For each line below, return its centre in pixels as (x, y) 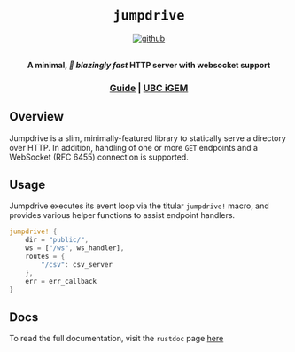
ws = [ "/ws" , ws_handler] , (75, 248)
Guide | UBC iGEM (149, 88)
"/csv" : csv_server (77, 264)
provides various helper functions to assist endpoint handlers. (122, 215)
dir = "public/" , (57, 240)
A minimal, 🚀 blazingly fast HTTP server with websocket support (149, 65)
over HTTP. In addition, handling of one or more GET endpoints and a (134, 147)
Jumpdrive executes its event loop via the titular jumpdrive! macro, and (140, 206)
